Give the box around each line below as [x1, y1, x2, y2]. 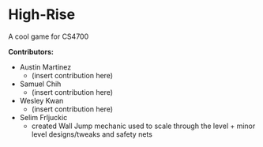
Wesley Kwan [19, 96, 64, 105]
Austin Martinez [19, 62, 72, 72]
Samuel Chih [19, 79, 62, 89]
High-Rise [8, 6, 76, 24]
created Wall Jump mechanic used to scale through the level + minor [31, 121, 256, 130]
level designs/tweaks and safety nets [31, 129, 152, 139]
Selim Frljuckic [19, 112, 68, 122]
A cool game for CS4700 [8, 32, 89, 41]
